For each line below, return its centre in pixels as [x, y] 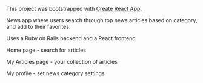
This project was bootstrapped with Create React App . [74, 9]
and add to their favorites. [38, 27]
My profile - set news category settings [55, 73]
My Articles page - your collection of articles [62, 62]
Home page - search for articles [46, 50]
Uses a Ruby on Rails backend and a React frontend [71, 38]
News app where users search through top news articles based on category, [102, 20]
